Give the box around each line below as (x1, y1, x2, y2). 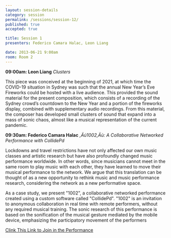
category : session (5, 12, 44, 17)
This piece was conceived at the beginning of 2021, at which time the (5, 78, 152, 84)
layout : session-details (5, 7, 58, 13)
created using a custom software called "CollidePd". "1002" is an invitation (5, 195, 162, 201)
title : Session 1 (5, 36, 42, 41)
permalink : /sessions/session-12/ (5, 17, 79, 22)
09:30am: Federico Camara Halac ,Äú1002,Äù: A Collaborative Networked (5, 132, 163, 138)
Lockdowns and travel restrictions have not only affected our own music (5, 147, 157, 154)
